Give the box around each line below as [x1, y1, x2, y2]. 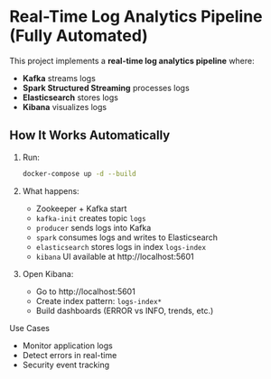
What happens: [22, 185, 79, 196]
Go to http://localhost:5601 [35, 286, 135, 297]
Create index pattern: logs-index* [35, 295, 163, 306]
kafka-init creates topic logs [35, 212, 146, 223]
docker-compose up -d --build [22, 169, 137, 178]
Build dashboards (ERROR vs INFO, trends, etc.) [35, 305, 214, 316]
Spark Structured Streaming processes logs [22, 82, 190, 93]
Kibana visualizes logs [22, 101, 107, 112]
